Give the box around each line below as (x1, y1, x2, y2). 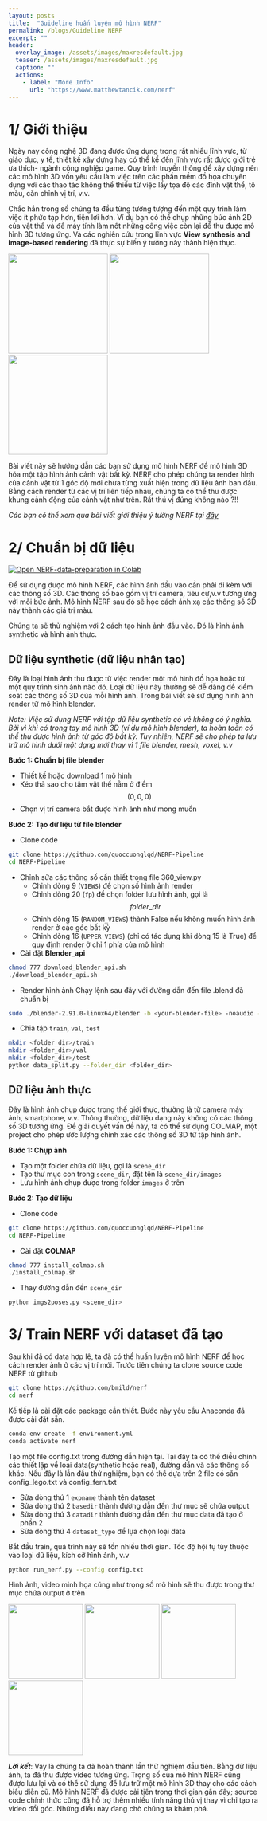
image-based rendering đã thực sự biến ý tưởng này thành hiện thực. (8, 238, 237, 248)
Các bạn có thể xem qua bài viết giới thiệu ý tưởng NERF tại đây (8, 511, 219, 520)
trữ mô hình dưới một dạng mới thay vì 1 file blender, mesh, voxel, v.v (8, 740, 233, 750)
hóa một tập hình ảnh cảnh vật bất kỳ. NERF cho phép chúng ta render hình (8, 469, 255, 479)
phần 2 (19, 1517, 44, 1527)
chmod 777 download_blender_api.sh (8, 963, 126, 971)
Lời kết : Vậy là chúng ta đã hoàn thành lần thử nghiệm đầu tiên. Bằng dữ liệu (8, 1762, 258, 1772)
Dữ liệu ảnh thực (8, 1083, 91, 1097)
